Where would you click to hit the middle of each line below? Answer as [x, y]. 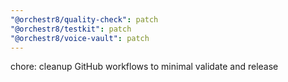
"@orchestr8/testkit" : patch [71, 29]
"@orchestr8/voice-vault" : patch [80, 38]
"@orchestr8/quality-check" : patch [84, 19]
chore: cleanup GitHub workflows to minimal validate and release [144, 67]
